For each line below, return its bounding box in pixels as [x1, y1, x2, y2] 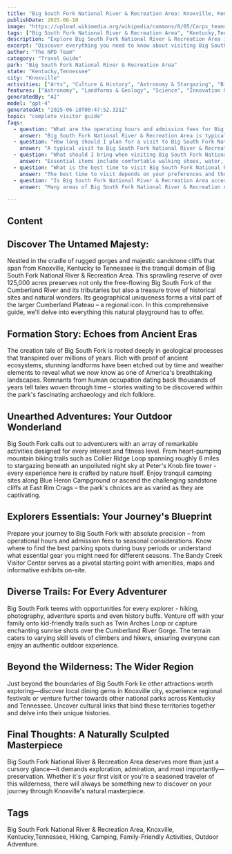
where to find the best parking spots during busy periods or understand [7, 543, 212, 552]
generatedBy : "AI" [7, 94, 60, 101]
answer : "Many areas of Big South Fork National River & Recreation [19, 184, 221, 191]
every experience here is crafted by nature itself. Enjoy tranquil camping [7, 469, 212, 477]
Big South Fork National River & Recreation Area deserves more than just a [7, 757, 219, 766]
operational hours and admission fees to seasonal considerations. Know [7, 536, 212, 545]
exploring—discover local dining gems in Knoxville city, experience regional [7, 686, 222, 695]
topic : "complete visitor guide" [7, 113, 104, 119]
